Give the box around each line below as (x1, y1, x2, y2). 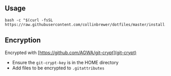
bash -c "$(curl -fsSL (5, 17, 53, 22)
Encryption (5, 36, 41, 45)
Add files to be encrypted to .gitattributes (12, 65, 105, 71)
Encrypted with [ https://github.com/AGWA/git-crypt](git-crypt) (5, 49, 137, 56)
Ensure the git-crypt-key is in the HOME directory (12, 59, 119, 65)
